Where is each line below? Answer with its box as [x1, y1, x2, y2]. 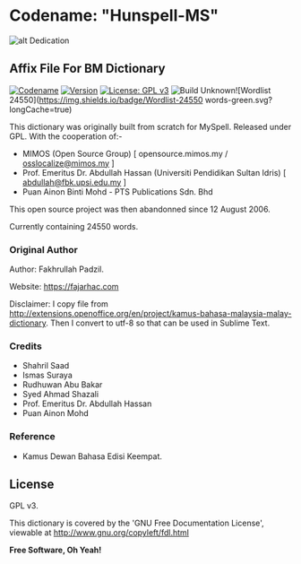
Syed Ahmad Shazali [21, 389, 99, 400]
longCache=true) [9, 104, 73, 115]
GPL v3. [9, 500, 39, 511]
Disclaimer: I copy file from [9, 299, 109, 309]
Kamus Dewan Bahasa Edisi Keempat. [21, 450, 163, 462]
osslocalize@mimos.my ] [21, 158, 115, 169]
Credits [9, 340, 42, 352]
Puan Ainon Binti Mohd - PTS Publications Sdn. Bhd [21, 186, 213, 197]
